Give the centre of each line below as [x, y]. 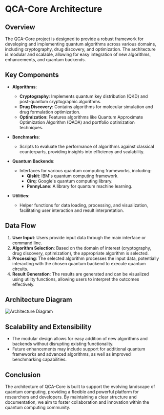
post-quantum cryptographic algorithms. [60, 101]
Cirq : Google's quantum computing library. [70, 181]
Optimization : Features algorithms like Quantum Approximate [81, 117]
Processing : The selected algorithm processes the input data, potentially [85, 258]
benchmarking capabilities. [39, 359]
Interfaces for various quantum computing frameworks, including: [85, 170]
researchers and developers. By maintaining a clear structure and [71, 397]
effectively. [23, 284]
